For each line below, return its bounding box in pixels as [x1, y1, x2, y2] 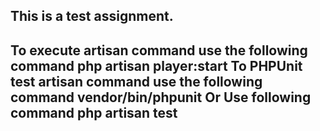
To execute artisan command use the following [10, 42, 308, 59]
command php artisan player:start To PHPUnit [10, 57, 303, 74]
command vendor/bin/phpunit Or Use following [10, 89, 312, 106]
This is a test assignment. [10, 8, 174, 25]
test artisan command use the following [10, 73, 263, 90]
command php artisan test [10, 104, 178, 121]
